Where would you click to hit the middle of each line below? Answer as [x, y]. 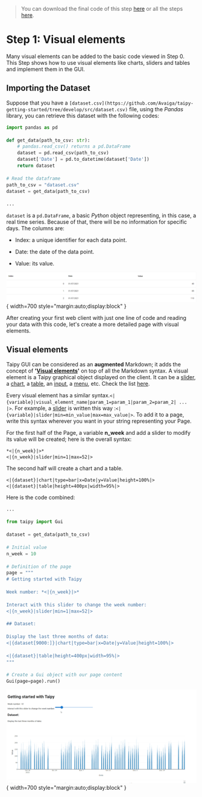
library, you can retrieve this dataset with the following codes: [83, 115]
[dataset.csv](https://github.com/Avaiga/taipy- [131, 103]
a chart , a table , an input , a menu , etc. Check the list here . [78, 383]
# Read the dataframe [33, 178]
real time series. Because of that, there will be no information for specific [97, 222]
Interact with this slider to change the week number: [77, 605]
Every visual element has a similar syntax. [58, 395]
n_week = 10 [21, 554]
